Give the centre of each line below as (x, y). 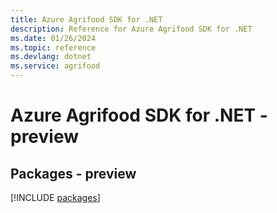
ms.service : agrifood (55, 66)
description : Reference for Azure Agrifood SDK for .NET (131, 29)
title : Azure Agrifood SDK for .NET (86, 19)
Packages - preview (73, 173)
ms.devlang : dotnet (51, 57)
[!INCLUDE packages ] (55, 197)
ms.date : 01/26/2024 (53, 38)
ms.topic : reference (53, 47)
